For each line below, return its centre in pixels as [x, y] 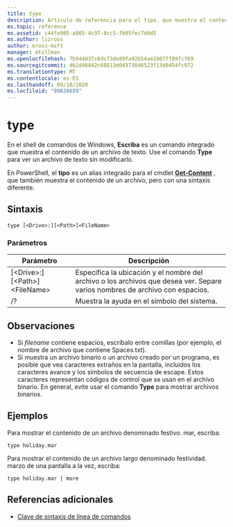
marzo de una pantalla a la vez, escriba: [64, 465]
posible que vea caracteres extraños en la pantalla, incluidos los [109, 365]
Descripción [149, 261]
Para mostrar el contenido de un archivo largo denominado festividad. [107, 458]
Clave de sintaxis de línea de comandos [74, 516]
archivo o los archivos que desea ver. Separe [148, 281]
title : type [24, 14]
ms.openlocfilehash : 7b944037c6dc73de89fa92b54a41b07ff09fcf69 [101, 59]
